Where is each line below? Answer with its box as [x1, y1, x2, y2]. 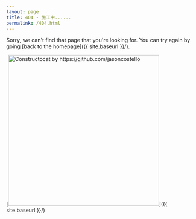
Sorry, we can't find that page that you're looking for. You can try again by [6, 37, 191, 44]
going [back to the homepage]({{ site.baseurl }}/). [6, 43, 130, 50]
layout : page [6, 8, 39, 15]
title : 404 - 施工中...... [6, 14, 71, 21]
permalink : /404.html [6, 20, 61, 26]
